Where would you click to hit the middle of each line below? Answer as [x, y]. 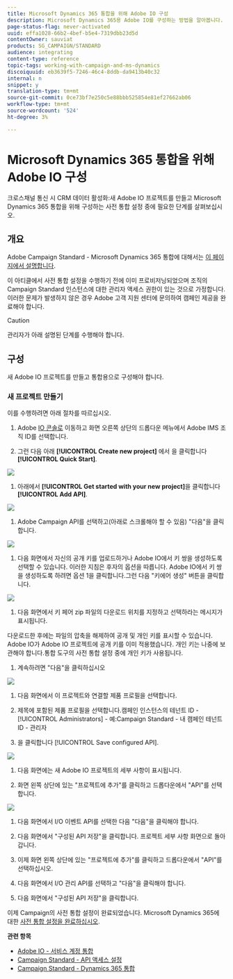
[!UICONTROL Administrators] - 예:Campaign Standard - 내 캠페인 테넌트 [120, 719]
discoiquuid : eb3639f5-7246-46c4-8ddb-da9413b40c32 [83, 72]
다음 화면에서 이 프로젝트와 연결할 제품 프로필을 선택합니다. [97, 695]
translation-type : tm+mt [43, 91]
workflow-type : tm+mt [39, 104]
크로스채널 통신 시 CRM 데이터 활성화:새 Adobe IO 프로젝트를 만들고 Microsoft [114, 197]
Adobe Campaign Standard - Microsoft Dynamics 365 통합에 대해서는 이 [109, 257]
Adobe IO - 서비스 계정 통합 [55, 951]
